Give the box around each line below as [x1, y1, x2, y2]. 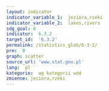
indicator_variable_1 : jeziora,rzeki [6, 14, 103, 20]
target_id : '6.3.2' [6, 37, 58, 43]
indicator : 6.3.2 [6, 31, 52, 37]
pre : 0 [6, 48, 26, 54]
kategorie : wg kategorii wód [6, 70, 82, 76]
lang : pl [6, 64, 31, 71]
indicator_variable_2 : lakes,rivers [6, 20, 101, 26]
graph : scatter [6, 53, 44, 59]
